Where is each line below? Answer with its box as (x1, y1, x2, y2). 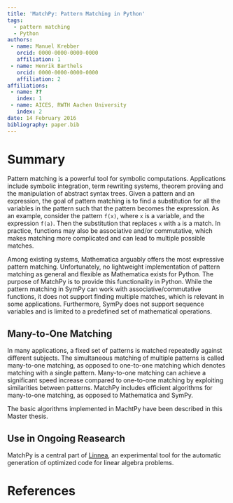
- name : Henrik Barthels (10, 62, 83, 69)
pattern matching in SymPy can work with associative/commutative (7, 285, 202, 293)
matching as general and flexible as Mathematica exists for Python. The (7, 270, 214, 279)
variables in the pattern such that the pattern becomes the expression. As (7, 204, 220, 213)
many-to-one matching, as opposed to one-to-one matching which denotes (7, 361, 226, 370)
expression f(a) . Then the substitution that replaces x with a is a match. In (7, 219, 221, 228)
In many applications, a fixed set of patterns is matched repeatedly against (7, 347, 223, 355)
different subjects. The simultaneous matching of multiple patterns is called (7, 354, 225, 362)
